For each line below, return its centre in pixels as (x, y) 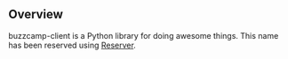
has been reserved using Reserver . (72, 45)
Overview (36, 15)
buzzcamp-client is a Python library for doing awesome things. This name (144, 35)
